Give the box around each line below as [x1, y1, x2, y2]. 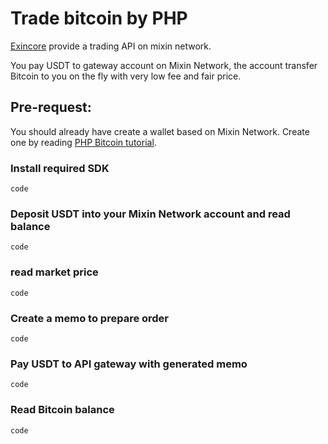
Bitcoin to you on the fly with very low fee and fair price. [10, 70, 242, 82]
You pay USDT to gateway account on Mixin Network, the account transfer [10, 59, 318, 71]
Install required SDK [10, 161, 110, 175]
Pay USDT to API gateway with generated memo [10, 357, 248, 371]
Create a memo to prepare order [10, 311, 170, 325]
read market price [10, 265, 99, 279]
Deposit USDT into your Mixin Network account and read [10, 207, 291, 221]
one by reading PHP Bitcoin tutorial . [10, 136, 157, 148]
